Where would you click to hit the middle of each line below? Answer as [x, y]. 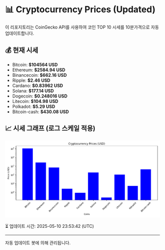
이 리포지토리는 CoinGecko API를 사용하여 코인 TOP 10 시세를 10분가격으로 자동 [82, 27]
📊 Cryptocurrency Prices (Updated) [80, 10]
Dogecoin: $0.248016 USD [40, 96]
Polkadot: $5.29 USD [34, 106]
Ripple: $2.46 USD [31, 80]
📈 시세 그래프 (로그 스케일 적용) [50, 128]
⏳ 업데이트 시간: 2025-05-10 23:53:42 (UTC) [50, 226]
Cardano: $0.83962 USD [38, 85]
